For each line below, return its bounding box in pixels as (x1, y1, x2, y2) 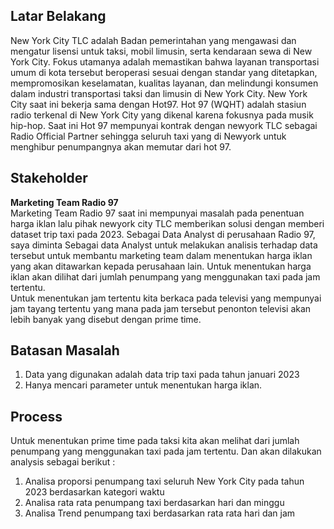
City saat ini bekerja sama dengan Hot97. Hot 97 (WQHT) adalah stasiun (10, 98, 307, 110)
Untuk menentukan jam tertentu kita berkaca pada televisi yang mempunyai (10, 292, 322, 304)
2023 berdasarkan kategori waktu (24, 486, 165, 498)
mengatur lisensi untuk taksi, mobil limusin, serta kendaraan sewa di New (10, 45, 313, 57)
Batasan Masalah (10, 342, 120, 359)
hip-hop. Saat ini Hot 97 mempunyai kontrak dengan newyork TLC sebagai (10, 119, 318, 131)
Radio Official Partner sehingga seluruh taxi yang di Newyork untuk (10, 130, 287, 142)
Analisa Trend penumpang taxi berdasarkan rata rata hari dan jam (24, 507, 296, 519)
